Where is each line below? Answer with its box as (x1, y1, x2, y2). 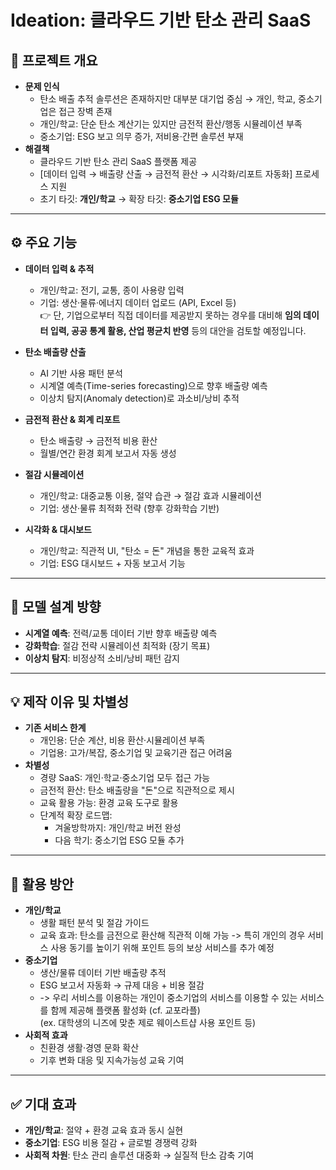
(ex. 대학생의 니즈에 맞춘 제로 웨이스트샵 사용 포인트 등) (39, 1017, 257, 1029)
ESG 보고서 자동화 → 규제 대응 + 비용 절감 (39, 979, 205, 991)
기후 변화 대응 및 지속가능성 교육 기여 (39, 1054, 185, 1066)
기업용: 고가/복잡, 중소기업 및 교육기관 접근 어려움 (39, 747, 233, 759)
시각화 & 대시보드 (24, 523, 92, 535)
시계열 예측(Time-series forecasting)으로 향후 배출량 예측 (39, 379, 268, 391)
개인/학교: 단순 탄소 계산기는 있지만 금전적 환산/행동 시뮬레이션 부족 (39, 118, 303, 130)
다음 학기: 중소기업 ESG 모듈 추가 (54, 834, 185, 846)
